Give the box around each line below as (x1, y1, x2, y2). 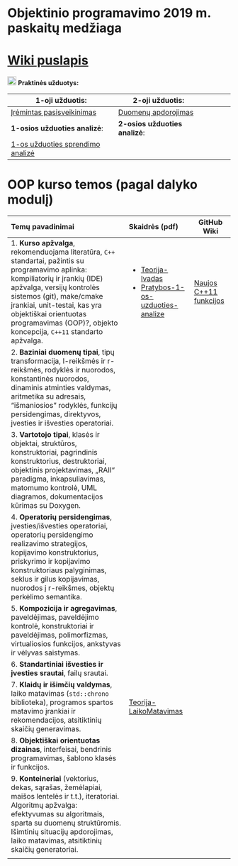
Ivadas (140, 274, 163, 284)
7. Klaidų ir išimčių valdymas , (11, 679, 113, 689)
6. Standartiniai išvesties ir (11, 660, 104, 670)
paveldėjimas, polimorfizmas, (11, 630, 108, 640)
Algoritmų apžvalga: (11, 800, 78, 810)
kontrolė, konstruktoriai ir (11, 621, 94, 631)
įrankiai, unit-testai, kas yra (11, 300, 102, 310)
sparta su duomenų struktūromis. (11, 818, 122, 828)
